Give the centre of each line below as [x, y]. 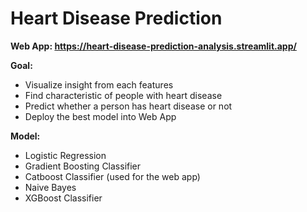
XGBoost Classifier [63, 198]
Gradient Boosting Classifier [83, 166]
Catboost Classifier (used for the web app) [112, 176]
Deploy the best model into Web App [100, 116]
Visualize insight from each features [99, 84]
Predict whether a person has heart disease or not [128, 106]
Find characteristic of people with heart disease [123, 95]
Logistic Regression [65, 155]
